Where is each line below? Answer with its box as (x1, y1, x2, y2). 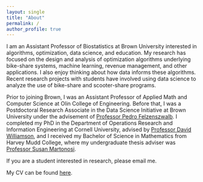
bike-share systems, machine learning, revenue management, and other (6, 62, 188, 70)
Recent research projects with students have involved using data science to (6, 75, 196, 82)
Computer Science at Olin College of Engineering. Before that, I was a (6, 100, 182, 107)
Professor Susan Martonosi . (6, 145, 76, 153)
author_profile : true (6, 26, 62, 32)
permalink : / (6, 20, 40, 26)
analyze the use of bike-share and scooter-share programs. (6, 82, 157, 89)
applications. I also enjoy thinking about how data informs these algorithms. (6, 68, 196, 76)
